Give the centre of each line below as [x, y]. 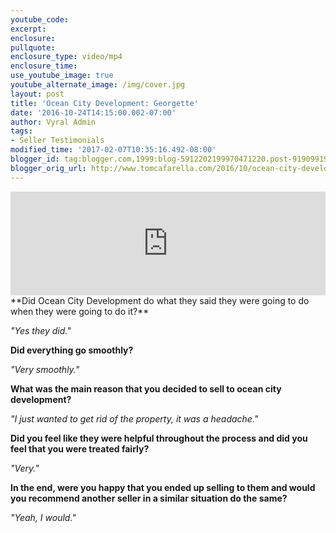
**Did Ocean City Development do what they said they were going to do [160, 300]
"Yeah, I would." [43, 517]
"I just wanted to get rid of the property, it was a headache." [134, 418]
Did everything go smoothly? [72, 350]
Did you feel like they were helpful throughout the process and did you [159, 438]
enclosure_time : [44, 66]
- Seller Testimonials [57, 141]
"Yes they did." [41, 330]
